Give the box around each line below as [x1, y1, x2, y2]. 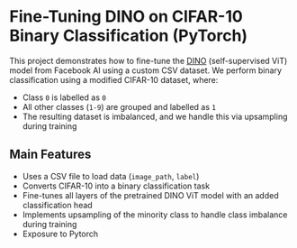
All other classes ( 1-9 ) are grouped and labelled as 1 [22, 101, 216, 112]
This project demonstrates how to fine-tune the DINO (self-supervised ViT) [9, 55, 288, 66]
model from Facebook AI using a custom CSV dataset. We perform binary [9, 65, 282, 76]
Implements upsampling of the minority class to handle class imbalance [22, 209, 288, 220]
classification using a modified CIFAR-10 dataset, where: [9, 74, 219, 85]
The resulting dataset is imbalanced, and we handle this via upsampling [22, 111, 288, 122]
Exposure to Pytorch [22, 228, 99, 239]
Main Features [9, 147, 92, 162]
